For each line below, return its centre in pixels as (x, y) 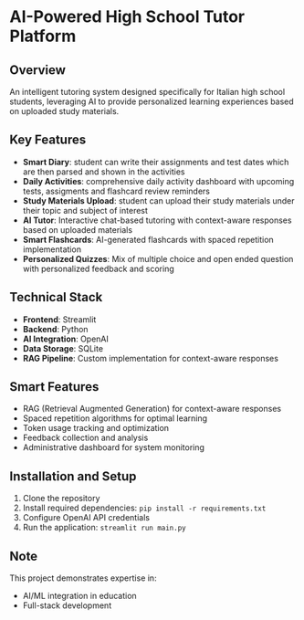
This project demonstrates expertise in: (83, 578)
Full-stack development (67, 605)
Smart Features (54, 387)
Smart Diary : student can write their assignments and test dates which (156, 162)
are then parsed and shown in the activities (104, 172)
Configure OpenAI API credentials (86, 518)
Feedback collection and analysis (85, 438)
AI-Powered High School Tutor (127, 17)
